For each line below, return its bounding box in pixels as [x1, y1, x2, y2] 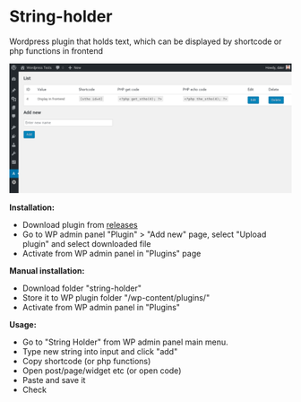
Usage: [9, 319, 38, 330]
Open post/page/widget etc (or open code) [21, 365, 182, 376]
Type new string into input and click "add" [21, 346, 178, 357]
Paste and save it [21, 375, 86, 386]
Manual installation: [9, 266, 85, 276]
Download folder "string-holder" [21, 283, 142, 293]
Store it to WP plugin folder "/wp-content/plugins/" [21, 293, 211, 303]
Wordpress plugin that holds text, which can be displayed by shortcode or [9, 36, 282, 47]
